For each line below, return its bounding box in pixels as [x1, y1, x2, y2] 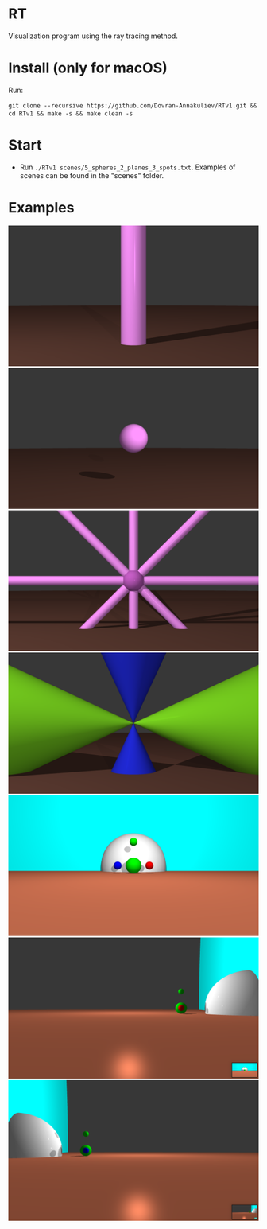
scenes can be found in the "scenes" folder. [19, 170, 164, 180]
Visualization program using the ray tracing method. [8, 31, 179, 41]
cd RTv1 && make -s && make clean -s [8, 109, 133, 118]
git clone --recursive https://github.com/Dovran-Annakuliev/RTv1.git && [8, 101, 258, 110]
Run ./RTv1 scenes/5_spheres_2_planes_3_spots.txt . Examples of [19, 162, 236, 172]
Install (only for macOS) [8, 59, 168, 77]
